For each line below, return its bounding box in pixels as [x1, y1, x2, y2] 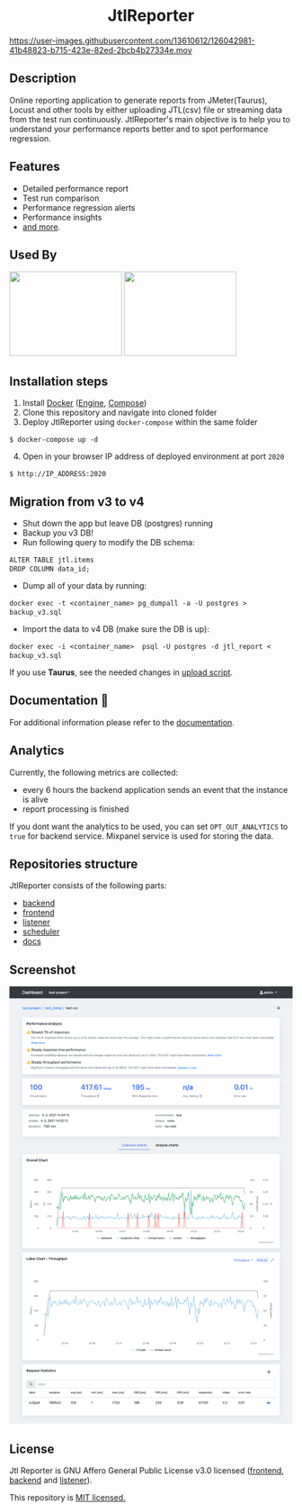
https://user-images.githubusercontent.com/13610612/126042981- [9, 35, 255, 46]
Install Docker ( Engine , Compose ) [22, 398, 147, 409]
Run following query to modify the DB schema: [22, 537, 195, 547]
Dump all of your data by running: [22, 580, 147, 590]
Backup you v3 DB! [22, 527, 94, 538]
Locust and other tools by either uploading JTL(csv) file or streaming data [9, 104, 283, 115]
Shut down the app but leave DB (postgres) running [22, 518, 214, 528]
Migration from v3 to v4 [9, 494, 145, 509]
